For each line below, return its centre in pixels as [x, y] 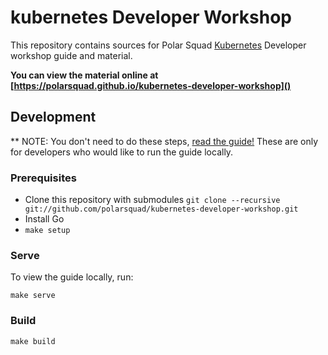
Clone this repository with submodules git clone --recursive [152, 200]
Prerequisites [43, 178]
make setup [47, 231]
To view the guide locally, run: [72, 277]
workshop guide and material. [71, 55]
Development [53, 117]
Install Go [44, 219]
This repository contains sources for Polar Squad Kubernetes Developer [158, 45]
